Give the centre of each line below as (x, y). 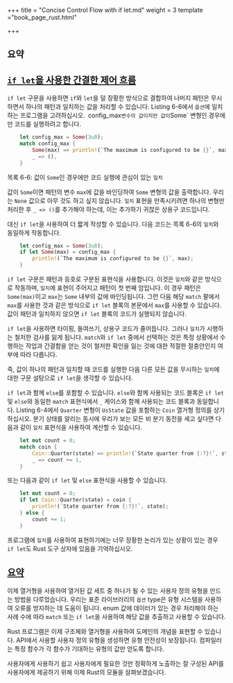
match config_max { (48, 144)
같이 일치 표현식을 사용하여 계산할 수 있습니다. (81, 427)
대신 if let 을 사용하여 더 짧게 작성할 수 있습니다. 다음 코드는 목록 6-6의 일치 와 (113, 224)
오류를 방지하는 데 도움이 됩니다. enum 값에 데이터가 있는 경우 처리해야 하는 (116, 608)
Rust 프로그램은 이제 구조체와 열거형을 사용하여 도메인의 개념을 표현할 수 (105, 631)
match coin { (38, 447)
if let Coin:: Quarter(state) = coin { (76, 500)
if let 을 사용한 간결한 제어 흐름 (72, 80)
